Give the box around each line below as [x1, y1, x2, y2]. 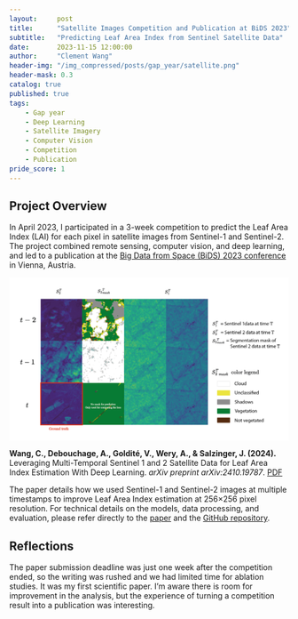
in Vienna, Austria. [9, 260, 76, 270]
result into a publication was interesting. [9, 599, 155, 610]
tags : [9, 99, 29, 108]
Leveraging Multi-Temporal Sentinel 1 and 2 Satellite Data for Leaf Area [9, 458, 269, 469]
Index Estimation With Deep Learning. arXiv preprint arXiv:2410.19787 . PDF [9, 467, 283, 478]
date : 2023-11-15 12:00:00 [9, 43, 133, 52]
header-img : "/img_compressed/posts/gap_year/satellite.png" [9, 61, 240, 70]
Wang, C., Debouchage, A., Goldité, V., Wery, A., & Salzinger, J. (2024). [9, 448, 277, 459]
